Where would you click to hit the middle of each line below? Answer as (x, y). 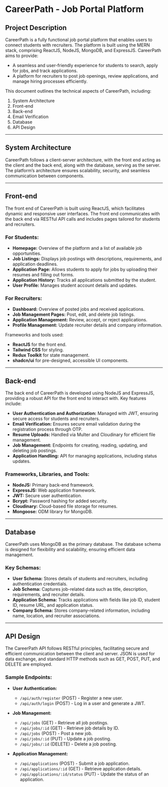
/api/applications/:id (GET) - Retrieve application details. (81, 768)
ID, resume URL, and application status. (53, 605)
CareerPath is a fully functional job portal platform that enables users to (79, 40)
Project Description (36, 28)
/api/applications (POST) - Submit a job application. (75, 763)
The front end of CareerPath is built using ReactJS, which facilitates (75, 208)
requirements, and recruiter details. (48, 595)
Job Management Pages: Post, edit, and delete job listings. (73, 314)
